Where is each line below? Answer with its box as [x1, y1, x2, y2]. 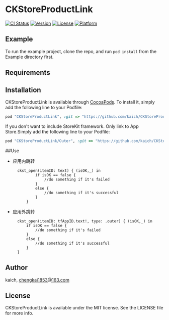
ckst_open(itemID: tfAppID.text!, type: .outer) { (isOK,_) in [17, 218, 152, 223]
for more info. [5, 310, 34, 316]
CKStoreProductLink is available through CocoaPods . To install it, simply [5, 99, 155, 105]
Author [5, 263, 28, 272]
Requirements [5, 68, 50, 77]
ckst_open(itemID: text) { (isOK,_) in [17, 168, 101, 173]
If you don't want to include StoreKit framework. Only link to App [5, 123, 139, 129]
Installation [5, 85, 41, 94]
